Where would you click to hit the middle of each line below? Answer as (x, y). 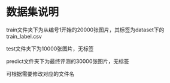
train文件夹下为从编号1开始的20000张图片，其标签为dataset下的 (85, 30)
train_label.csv (24, 36)
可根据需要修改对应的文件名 (40, 74)
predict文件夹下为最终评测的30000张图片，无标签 (68, 61)
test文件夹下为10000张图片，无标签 (50, 49)
